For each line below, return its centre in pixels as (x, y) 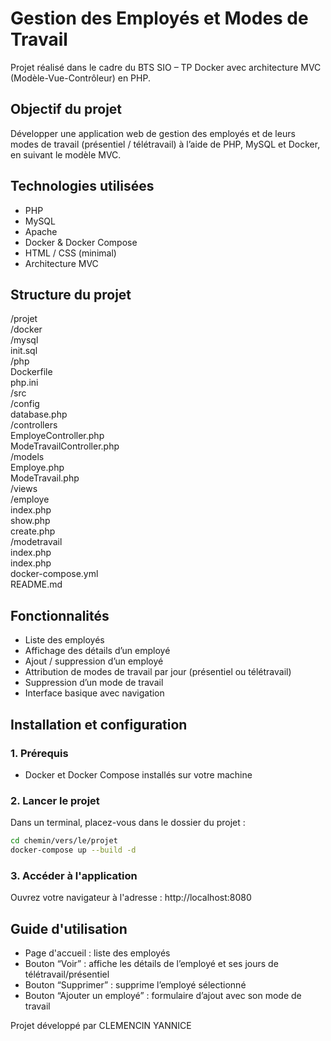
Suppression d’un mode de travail (94, 683)
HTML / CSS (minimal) (70, 253)
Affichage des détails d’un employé (97, 651)
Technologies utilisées (82, 186)
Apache (41, 231)
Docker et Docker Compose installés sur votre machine (138, 774)
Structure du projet (71, 294)
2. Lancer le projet (55, 800)
